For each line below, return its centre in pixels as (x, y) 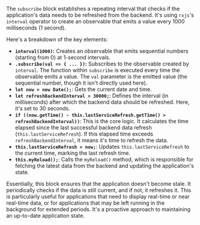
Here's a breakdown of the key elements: (57, 39)
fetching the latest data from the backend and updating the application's (104, 166)
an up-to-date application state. (46, 216)
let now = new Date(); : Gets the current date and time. (83, 89)
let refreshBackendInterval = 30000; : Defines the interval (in (92, 96)
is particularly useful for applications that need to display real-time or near (98, 196)
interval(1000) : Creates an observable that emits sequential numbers (102, 51)
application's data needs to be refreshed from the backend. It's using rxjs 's (100, 15)
